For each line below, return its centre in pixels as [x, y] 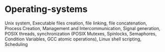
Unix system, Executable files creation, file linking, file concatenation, [76, 23]
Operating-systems [46, 9]
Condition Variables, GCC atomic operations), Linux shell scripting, [73, 39]
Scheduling [16, 44]
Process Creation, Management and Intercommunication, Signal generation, [82, 28]
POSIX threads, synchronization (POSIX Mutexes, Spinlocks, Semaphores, [81, 33]
